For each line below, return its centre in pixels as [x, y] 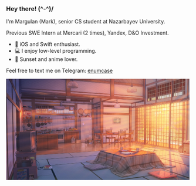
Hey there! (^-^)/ [30, 9]
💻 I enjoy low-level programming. [55, 51]
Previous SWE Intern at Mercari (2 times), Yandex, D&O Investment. [87, 33]
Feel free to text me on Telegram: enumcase [60, 71]
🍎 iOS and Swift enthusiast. [47, 44]
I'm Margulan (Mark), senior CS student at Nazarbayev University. [86, 22]
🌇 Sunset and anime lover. [46, 59]
